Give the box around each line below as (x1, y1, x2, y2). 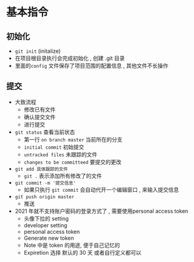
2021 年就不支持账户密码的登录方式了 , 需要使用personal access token (14, 207, 189, 215)
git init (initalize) (14, 47, 61, 55)
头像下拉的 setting (23, 215, 69, 222)
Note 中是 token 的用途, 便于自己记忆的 (23, 241, 120, 249)
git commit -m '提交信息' (14, 180, 76, 186)
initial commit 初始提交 (23, 143, 84, 150)
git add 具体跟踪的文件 (14, 166, 68, 172)
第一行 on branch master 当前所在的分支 (23, 135, 123, 143)
